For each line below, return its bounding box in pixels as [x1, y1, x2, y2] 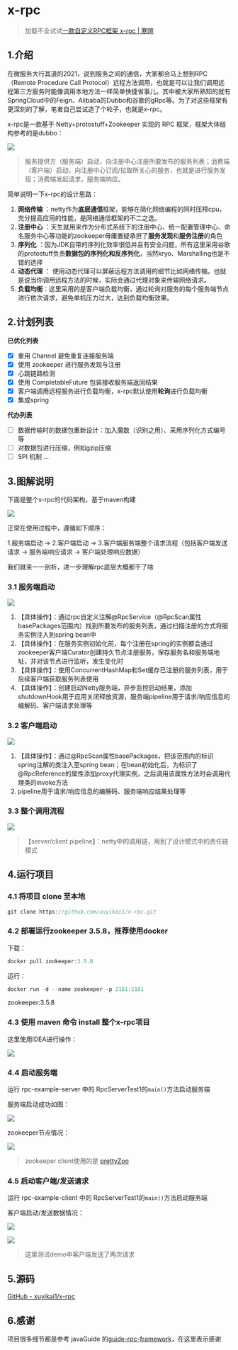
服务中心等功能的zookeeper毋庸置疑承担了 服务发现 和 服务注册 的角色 [23, 231, 223, 239]
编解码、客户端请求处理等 [17, 701, 93, 710]
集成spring [17, 395, 50, 404]
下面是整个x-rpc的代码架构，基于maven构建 [7, 495, 136, 504]
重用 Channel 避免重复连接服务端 [17, 351, 115, 360]
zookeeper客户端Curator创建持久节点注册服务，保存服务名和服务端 [17, 648, 214, 657]
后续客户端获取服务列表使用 [17, 675, 99, 683]
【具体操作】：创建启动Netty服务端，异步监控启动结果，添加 [17, 683, 193, 692]
